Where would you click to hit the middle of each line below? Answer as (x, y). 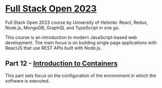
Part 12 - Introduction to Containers (61, 63)
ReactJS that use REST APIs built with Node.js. (53, 48)
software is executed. (28, 81)
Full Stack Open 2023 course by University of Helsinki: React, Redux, (76, 22)
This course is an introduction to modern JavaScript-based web (71, 37)
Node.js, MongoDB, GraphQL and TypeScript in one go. (62, 27)
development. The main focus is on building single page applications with (81, 42)
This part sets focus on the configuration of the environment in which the (81, 76)
